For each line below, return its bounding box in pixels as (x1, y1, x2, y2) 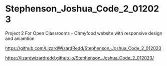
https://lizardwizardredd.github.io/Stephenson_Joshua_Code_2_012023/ (5, 54, 154, 60)
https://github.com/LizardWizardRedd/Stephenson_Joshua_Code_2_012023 (5, 45, 161, 51)
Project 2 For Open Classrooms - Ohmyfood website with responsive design (5, 30, 162, 36)
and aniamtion (5, 35, 35, 41)
